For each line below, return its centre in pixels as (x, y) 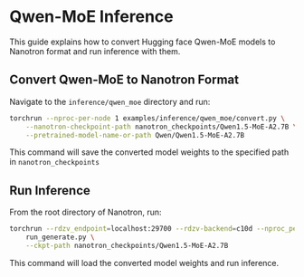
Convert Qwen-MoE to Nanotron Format (124, 80)
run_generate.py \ (60, 237)
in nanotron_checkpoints (54, 162)
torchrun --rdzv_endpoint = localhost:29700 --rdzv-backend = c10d (131, 229)
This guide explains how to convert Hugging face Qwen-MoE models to (142, 42)
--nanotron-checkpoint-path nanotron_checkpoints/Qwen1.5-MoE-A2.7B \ (161, 127)
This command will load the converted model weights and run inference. (144, 263)
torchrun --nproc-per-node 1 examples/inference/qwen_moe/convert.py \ (147, 118)
